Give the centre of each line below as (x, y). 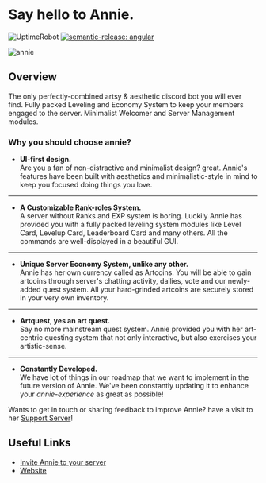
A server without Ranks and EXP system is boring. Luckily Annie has (131, 216)
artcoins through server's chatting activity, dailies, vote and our (123, 281)
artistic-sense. (43, 346)
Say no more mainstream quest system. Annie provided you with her (131, 329)
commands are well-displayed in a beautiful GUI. (99, 241)
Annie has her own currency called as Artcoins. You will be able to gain (135, 272)
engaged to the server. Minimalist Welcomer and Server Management (122, 113)
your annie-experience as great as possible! (91, 394)
